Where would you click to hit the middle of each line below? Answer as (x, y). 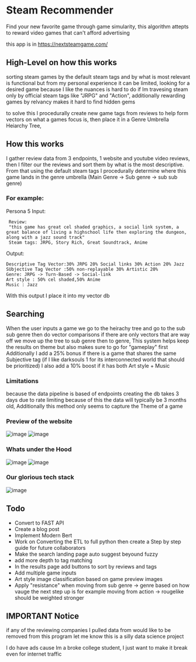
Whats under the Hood (39, 449)
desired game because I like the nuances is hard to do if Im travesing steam (97, 89)
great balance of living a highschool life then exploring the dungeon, (97, 232)
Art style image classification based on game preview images (88, 579)
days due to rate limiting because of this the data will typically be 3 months (96, 399)
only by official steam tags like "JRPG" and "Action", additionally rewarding (96, 95)
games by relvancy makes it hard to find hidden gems (71, 102)
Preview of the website (39, 421)
